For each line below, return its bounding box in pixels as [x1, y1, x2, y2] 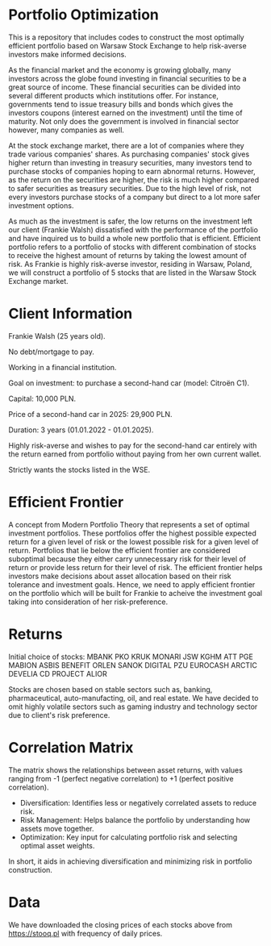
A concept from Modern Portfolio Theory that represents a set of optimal [8, 519, 250, 529]
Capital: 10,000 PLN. [8, 394, 77, 403]
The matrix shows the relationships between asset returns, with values [8, 765, 244, 775]
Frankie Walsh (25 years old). [8, 331, 106, 340]
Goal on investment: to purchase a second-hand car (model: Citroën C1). [8, 377, 250, 388]
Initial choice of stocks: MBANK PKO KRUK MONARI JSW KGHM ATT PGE [8, 652, 254, 661]
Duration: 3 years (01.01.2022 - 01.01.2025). [8, 425, 154, 435]
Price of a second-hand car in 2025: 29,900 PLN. [8, 409, 173, 419]
